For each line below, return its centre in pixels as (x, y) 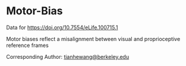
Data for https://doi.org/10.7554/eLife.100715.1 (62, 27)
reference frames (27, 45)
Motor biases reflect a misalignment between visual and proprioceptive (93, 39)
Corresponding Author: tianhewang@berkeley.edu (68, 56)
